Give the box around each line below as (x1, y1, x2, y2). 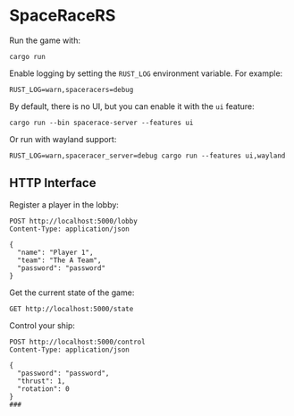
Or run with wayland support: (9, 133, 117, 144)
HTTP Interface (9, 175, 97, 191)
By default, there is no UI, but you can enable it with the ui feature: (9, 100, 255, 112)
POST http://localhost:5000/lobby (9, 216, 139, 225)
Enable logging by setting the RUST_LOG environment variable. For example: (9, 68, 283, 79)
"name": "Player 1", (17, 248, 94, 257)
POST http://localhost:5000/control (9, 337, 146, 346)
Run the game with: (9, 35, 81, 46)
